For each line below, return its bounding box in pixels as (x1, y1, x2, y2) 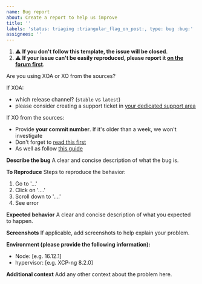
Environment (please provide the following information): (6, 241, 151, 248)
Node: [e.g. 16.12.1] (15, 253, 62, 260)
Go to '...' (15, 180, 37, 187)
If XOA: (6, 84, 24, 91)
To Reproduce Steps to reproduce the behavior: (6, 169, 126, 176)
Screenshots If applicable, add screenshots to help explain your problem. (6, 229, 190, 236)
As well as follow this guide (15, 145, 83, 152)
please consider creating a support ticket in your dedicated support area (15, 102, 196, 109)
